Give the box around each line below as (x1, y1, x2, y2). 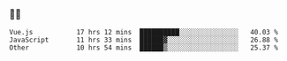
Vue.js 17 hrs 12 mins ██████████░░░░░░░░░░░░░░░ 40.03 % (9, 28, 278, 37)
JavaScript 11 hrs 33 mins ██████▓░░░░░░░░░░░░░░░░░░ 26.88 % (9, 35, 278, 45)
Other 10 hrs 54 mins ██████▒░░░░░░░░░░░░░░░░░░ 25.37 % (9, 43, 278, 52)
